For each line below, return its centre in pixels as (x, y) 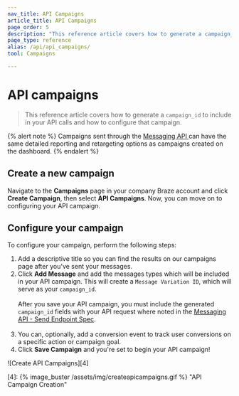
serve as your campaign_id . (57, 289)
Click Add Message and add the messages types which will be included (123, 274)
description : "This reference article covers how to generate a (105, 34)
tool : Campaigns (31, 54)
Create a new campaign (61, 174)
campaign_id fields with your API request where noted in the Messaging (122, 312)
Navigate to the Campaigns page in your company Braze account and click (118, 191)
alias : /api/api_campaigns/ (49, 47)
